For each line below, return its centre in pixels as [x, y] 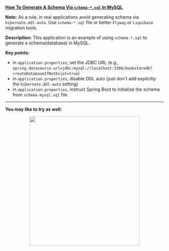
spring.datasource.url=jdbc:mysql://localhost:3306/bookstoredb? [82, 68]
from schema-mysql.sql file [40, 95]
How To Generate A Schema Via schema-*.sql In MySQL [64, 7]
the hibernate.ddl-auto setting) [45, 84]
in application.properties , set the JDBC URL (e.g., [66, 62]
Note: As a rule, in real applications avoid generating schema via [72, 17]
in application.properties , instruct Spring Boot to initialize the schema [86, 89]
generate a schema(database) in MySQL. [48, 43]
